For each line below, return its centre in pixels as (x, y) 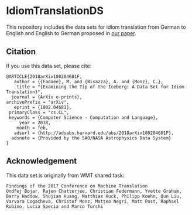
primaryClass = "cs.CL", (39, 112)
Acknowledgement (42, 161)
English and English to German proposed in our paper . (71, 33)
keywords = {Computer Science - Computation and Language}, (83, 117)
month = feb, (32, 128)
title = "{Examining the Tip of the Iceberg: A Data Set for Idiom (100, 87)
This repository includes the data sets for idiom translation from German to (96, 27)
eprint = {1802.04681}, (43, 107)
